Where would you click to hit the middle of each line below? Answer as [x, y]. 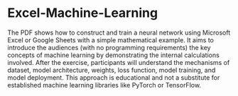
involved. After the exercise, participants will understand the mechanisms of [119, 62]
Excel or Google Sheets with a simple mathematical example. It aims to [111, 40]
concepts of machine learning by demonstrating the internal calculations [114, 55]
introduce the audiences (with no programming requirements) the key [109, 47]
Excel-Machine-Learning [83, 13]
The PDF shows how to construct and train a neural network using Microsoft [119, 32]
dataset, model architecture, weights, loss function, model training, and [112, 70]
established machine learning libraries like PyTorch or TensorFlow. [104, 85]
